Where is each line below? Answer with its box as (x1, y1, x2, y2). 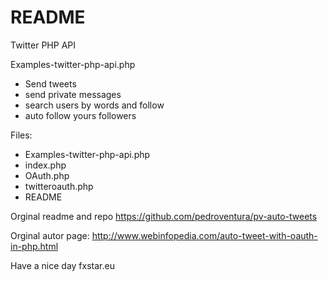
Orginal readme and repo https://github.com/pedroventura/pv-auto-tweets (10, 210, 318, 222)
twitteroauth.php (24, 180, 94, 192)
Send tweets (24, 77, 77, 90)
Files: (10, 129, 33, 141)
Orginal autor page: (10, 229, 90, 241)
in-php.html (10, 240, 59, 252)
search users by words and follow (24, 99, 165, 111)
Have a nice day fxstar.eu (10, 259, 115, 271)
